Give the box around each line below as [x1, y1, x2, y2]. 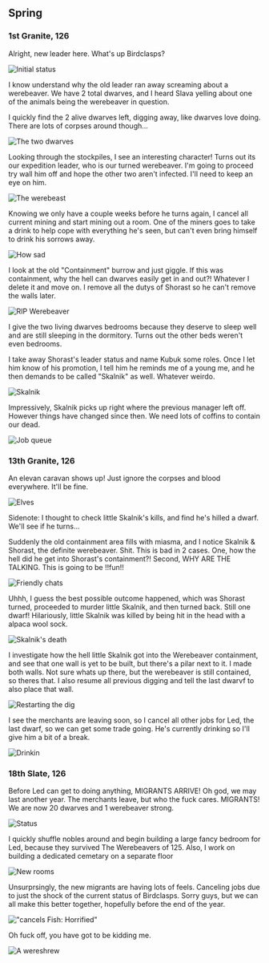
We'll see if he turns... [8, 521, 80, 531]
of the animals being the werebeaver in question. [8, 96, 170, 107]
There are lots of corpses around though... [8, 120, 148, 131]
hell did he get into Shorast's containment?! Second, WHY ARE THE [8, 553, 231, 564]
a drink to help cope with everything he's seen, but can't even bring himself [8, 225, 258, 235]
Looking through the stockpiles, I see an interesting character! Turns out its [8, 152, 256, 161]
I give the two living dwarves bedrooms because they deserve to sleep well [8, 322, 257, 331]
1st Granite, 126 [8, 30, 70, 42]
